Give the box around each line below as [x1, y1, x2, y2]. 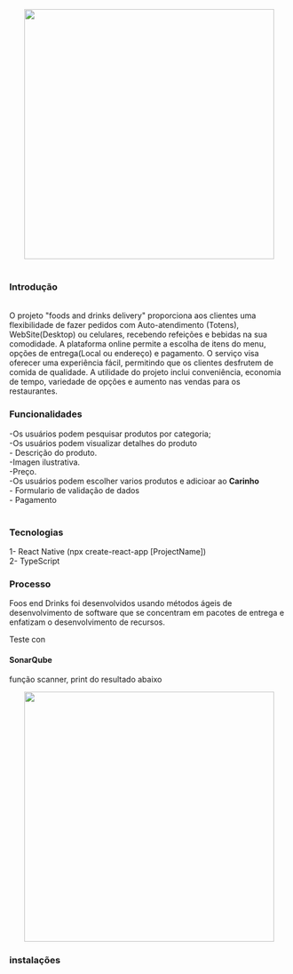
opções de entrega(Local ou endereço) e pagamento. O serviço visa [9, 348, 259, 359]
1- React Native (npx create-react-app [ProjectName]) [9, 546, 207, 556]
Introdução [9, 280, 58, 292]
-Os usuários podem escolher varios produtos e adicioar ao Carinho [9, 475, 260, 486]
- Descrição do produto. [9, 447, 98, 458]
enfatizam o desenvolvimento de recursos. [9, 617, 166, 627]
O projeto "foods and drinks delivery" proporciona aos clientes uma [9, 310, 257, 321]
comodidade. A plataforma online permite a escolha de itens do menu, [9, 339, 266, 349]
